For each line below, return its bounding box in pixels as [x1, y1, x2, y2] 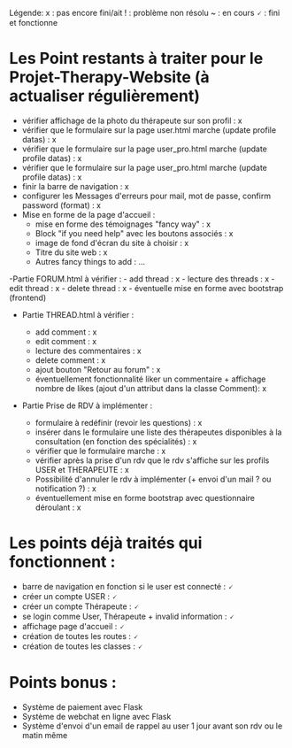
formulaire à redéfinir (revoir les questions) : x [35, 417, 203, 428]
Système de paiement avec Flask [21, 701, 143, 712]
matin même [21, 729, 68, 740]
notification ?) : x [35, 482, 97, 494]
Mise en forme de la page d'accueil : [21, 209, 156, 220]
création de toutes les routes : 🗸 [21, 630, 139, 641]
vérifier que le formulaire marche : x [35, 445, 166, 456]
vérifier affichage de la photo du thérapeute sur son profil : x [21, 115, 242, 126]
